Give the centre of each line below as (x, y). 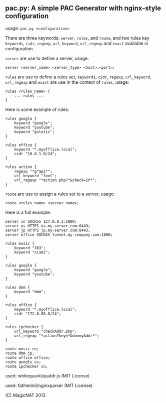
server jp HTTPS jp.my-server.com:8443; (48, 230)
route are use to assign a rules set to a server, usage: (60, 194)
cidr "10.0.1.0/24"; (35, 154)
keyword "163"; (30, 248)
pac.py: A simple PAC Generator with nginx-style (83, 8)
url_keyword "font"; (35, 176)
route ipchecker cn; (27, 366)
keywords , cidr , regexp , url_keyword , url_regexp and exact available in (77, 43)
